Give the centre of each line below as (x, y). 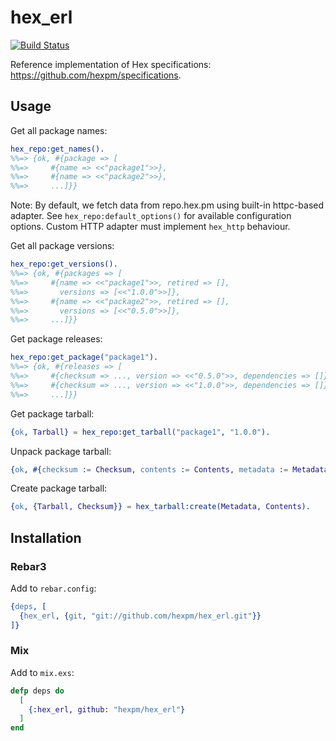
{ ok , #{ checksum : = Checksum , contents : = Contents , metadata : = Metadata (169, 469)
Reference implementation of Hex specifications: (111, 64)
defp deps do (37, 691)
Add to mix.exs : (42, 672)
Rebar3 (28, 566)
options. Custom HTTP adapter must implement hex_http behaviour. (150, 227)
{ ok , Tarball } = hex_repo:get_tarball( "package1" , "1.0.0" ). (140, 432)
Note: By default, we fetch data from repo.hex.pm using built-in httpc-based (167, 205)
